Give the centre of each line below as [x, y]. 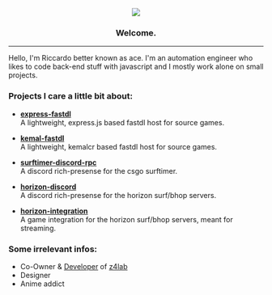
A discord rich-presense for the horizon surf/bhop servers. [118, 195]
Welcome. [136, 32]
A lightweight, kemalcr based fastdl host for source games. [118, 146]
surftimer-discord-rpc [58, 162]
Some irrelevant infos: [53, 249]
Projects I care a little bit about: [71, 96]
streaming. [38, 228]
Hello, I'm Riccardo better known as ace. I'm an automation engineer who [131, 58]
